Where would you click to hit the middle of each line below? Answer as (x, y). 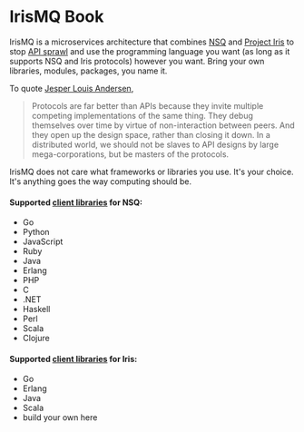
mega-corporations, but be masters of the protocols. (130, 154)
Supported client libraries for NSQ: (76, 202)
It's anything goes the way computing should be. (101, 181)
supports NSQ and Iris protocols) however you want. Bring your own (137, 61)
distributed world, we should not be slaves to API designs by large (155, 144)
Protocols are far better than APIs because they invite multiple (147, 105)
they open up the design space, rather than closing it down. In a (151, 134)
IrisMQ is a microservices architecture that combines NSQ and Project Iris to (152, 42)
